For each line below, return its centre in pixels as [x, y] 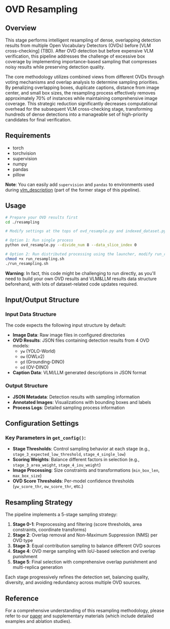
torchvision [24, 153]
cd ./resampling [22, 222]
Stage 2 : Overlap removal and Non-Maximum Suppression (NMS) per [85, 535]
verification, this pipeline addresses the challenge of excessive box [75, 56]
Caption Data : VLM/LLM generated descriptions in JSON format [79, 373]
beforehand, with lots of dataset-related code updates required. [72, 284]
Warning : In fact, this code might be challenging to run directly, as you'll [80, 273]
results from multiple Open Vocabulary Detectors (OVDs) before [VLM [78, 46]
